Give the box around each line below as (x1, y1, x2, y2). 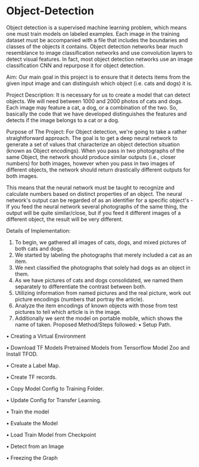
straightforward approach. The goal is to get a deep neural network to (6, 134, 178, 141)
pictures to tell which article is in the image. (14, 308, 122, 315)
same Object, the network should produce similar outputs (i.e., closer (6, 153, 176, 160)
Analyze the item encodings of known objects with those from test (14, 302, 178, 309)
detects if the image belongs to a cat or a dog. (6, 116, 120, 123)
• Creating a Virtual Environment (6, 332, 86, 340)
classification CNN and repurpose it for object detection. (6, 61, 145, 69)
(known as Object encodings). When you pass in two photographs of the (6, 147, 185, 154)
